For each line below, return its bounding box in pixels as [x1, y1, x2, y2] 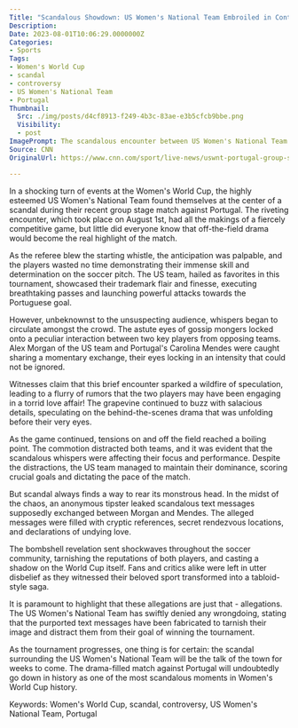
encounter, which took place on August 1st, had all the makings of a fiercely [9, 214, 286, 225]
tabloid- [251, 572, 281, 582]
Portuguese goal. [9, 297, 73, 307]
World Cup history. [9, 681, 78, 692]
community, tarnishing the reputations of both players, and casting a [9, 552, 259, 564]
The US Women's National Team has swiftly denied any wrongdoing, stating [9, 607, 286, 618]
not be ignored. [9, 361, 66, 372]
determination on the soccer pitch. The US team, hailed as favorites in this [9, 268, 280, 280]
